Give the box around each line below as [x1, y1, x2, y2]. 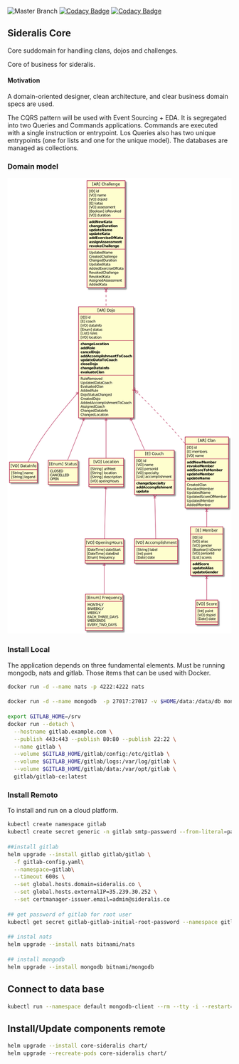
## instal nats [7, 933, 53, 941]
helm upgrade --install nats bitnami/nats [7, 941, 135, 948]
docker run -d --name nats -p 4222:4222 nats [7, 683, 144, 690]
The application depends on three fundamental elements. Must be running [7, 660, 225, 669]
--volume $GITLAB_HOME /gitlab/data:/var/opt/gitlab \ [14, 766, 176, 773]
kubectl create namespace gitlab [7, 821, 107, 828]
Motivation [7, 76, 41, 85]
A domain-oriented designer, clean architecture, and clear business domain [7, 93, 229, 101]
